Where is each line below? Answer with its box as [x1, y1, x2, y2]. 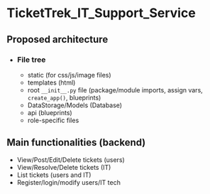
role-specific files [27, 116, 79, 124]
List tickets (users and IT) [16, 171, 92, 179]
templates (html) [27, 78, 76, 87]
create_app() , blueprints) [27, 93, 101, 102]
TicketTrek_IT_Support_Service [6, 5, 196, 21]
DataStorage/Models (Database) [27, 101, 122, 109]
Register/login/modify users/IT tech [16, 178, 121, 186]
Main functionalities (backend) [6, 136, 146, 149]
